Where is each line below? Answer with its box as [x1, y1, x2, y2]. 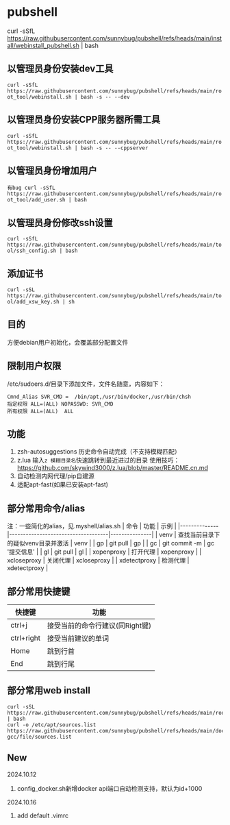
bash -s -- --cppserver [80, 145, 149, 151]
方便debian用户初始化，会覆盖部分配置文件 [7, 338, 129, 346]
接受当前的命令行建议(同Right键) [47, 621, 152, 630]
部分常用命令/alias [7, 502, 86, 514]
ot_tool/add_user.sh [7, 197, 66, 204]
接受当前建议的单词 [47, 634, 110, 643]
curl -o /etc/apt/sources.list [7, 721, 97, 728]
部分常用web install [7, 685, 91, 696]
